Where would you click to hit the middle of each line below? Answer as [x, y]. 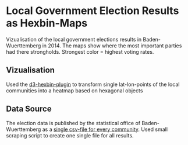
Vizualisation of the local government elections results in [74, 39]
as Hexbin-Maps [47, 23]
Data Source [29, 109]
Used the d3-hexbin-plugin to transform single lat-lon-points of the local [93, 84]
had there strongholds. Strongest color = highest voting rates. [80, 51]
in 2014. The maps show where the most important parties [112, 46]
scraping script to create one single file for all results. [70, 135]
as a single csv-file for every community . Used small [105, 129]
